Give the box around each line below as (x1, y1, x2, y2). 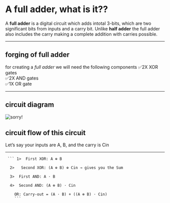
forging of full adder (5, 51, 70, 59)
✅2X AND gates (5, 75, 39, 81)
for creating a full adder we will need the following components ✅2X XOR (5, 64, 158, 70)
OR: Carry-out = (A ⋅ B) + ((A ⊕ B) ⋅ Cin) (14, 192, 108, 197)
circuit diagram (5, 100, 54, 109)
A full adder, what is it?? (5, 4, 108, 15)
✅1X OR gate (5, 80, 32, 87)
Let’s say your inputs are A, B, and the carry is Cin (5, 142, 109, 148)
